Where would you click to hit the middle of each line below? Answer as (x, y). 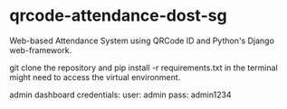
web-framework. (41, 50)
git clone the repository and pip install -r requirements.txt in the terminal (143, 68)
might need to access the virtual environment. (95, 77)
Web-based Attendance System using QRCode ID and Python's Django (142, 41)
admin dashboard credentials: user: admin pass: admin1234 (121, 95)
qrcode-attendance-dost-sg (119, 16)
